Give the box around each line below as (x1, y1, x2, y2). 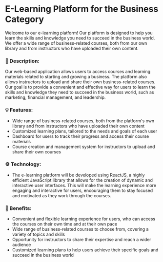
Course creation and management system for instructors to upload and (12, 144, 155, 150)
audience (12, 242, 31, 248)
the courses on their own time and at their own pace (12, 221, 118, 227)
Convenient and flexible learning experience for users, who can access (12, 216, 155, 222)
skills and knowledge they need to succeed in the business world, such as (5, 89, 155, 95)
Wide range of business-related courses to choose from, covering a (12, 226, 149, 232)
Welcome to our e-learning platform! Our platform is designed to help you (5, 30, 153, 36)
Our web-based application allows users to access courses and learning (5, 69, 151, 75)
